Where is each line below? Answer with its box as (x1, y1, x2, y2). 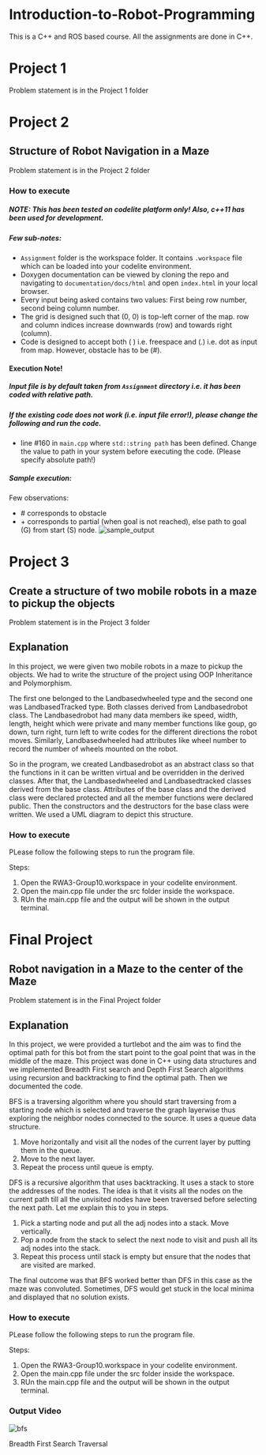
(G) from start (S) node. (20, 526, 97, 535)
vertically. (20, 1227, 53, 1236)
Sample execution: (9, 473, 72, 483)
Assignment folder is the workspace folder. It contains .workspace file (20, 253, 243, 262)
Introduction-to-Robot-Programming (9, 6, 256, 24)
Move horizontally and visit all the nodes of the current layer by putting (20, 1136, 251, 1147)
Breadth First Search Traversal (9, 1438, 108, 1448)
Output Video (9, 1405, 62, 1416)
